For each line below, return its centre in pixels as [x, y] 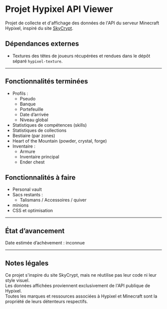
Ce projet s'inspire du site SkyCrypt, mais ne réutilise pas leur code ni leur [81, 275]
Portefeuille [32, 109]
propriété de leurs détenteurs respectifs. [46, 301]
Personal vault [27, 189]
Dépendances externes [42, 44]
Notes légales [27, 263]
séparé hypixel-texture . [38, 61]
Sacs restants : [28, 195]
